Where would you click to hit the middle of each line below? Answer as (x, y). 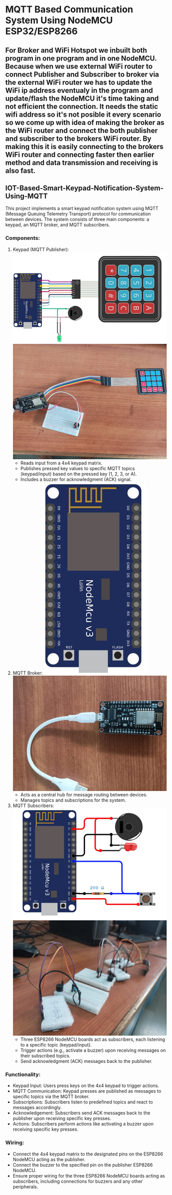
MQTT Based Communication (69, 10)
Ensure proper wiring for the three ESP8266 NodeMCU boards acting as (89, 1175)
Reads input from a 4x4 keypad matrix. (61, 463)
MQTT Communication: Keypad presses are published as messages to (87, 1091)
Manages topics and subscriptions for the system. (73, 800)
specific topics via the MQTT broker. (51, 1097)
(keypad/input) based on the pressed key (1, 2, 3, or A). (79, 474)
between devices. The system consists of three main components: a (77, 219)
